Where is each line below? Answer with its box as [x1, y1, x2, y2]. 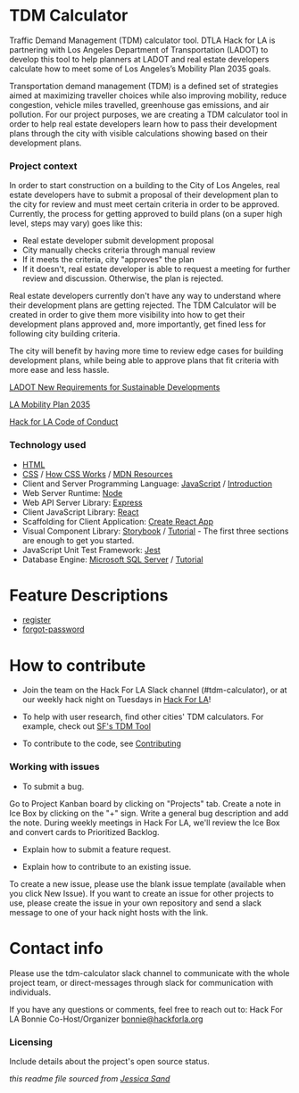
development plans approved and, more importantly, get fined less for [9, 319, 266, 330]
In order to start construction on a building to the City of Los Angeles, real [9, 180, 280, 191]
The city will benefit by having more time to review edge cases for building [9, 345, 284, 357]
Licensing [9, 1036, 54, 1048]
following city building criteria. [9, 328, 120, 339]
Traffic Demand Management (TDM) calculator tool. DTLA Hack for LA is [9, 35, 276, 46]
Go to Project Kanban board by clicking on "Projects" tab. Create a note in [9, 798, 281, 808]
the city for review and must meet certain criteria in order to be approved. [9, 199, 279, 210]
